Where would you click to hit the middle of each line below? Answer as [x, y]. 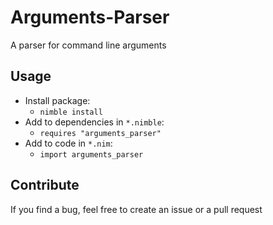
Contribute [45, 185]
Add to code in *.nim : [68, 143]
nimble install [71, 112]
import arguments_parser [91, 154]
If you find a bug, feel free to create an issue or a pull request [136, 209]
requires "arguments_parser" [100, 133]
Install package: [57, 100]
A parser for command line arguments [88, 45]
